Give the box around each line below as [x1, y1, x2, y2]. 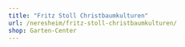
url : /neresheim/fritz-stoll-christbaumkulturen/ [8, 19, 178, 27]
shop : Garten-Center [8, 26, 78, 34]
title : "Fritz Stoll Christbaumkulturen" [8, 11, 149, 20]
